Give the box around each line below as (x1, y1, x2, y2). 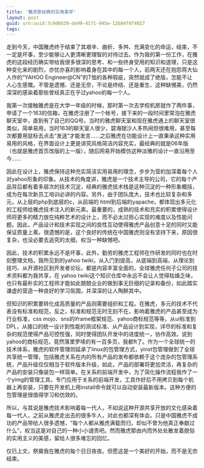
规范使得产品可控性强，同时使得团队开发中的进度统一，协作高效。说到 (16, 331, 192, 338)
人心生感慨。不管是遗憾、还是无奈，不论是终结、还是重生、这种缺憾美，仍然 (6, 81, 198, 89)
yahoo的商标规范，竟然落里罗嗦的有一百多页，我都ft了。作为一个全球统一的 (6, 338, 196, 345)
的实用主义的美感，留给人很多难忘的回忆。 (6, 435, 113, 442)
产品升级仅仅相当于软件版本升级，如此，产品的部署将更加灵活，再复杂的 (16, 361, 198, 368)
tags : (6, 26, 20, 32)
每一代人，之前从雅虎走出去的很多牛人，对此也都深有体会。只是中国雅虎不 (6, 411, 192, 419)
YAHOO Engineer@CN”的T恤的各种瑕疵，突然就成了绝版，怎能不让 (24, 74, 193, 81)
